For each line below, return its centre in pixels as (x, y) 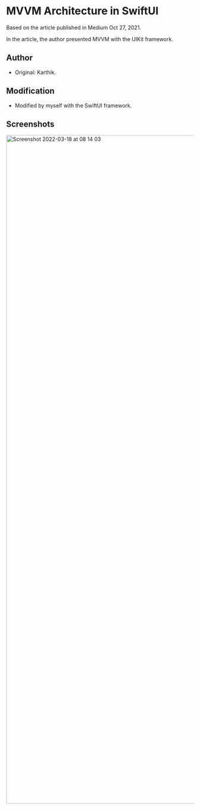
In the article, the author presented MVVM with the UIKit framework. (90, 39)
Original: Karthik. (35, 72)
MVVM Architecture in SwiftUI (82, 11)
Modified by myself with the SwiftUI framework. (73, 105)
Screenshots (30, 124)
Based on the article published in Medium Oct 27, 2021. (74, 27)
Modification (30, 91)
